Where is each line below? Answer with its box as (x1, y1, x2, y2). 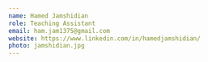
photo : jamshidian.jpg (8, 42, 85, 50)
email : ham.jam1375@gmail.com (8, 27, 111, 35)
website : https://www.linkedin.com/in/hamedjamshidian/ (8, 34, 201, 43)
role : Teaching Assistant (8, 19, 96, 27)
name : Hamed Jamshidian (8, 11, 89, 20)
